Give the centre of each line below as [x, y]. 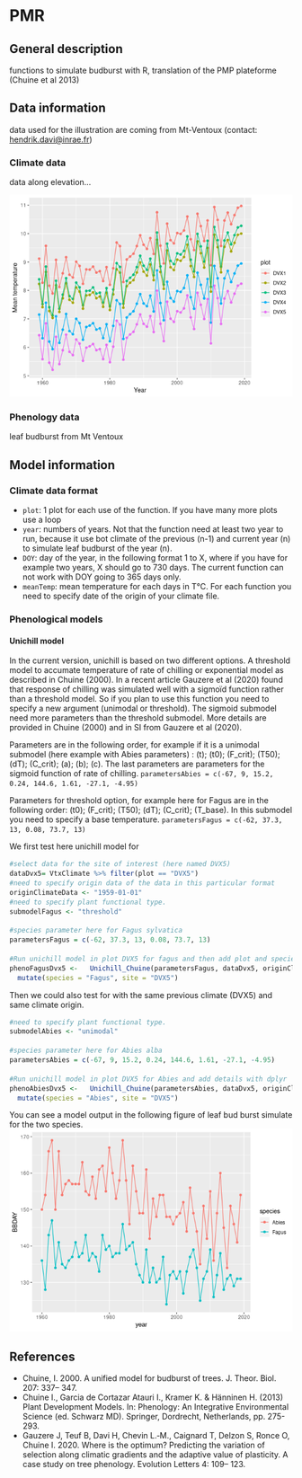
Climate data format [54, 491]
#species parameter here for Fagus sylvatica [96, 931]
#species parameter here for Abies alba [86, 1051]
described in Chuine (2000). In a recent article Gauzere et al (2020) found [146, 680]
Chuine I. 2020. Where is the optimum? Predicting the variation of [143, 1445]
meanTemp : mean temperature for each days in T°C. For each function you [157, 587]
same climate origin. [47, 1005]
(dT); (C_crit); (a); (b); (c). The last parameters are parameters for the [137, 764]
